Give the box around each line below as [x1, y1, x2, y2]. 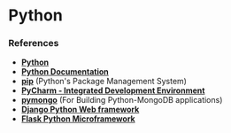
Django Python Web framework [20, 104, 140, 115]
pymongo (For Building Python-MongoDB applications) [20, 95, 223, 106]
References [8, 37, 59, 50]
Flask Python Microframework [20, 113, 135, 124]
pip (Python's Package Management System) [20, 76, 188, 87]
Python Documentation [20, 66, 110, 77]
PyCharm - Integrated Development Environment [20, 85, 205, 96]
